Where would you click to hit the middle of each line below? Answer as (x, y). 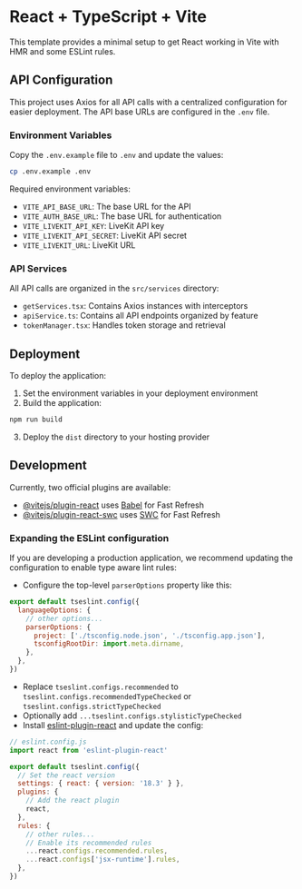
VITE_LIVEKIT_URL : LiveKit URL (79, 245)
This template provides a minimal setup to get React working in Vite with (144, 42)
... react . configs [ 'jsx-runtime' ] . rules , (103, 860)
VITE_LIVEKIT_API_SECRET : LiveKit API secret (105, 235)
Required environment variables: (70, 189)
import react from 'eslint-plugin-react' (89, 750)
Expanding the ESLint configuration (89, 538)
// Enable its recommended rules (89, 843)
